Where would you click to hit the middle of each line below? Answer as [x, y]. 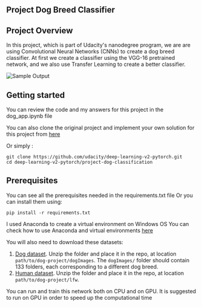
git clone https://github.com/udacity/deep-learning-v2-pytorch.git [94, 157]
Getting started [36, 95]
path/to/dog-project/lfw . [47, 279]
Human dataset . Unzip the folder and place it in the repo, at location [99, 273]
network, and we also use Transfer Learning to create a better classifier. [96, 64]
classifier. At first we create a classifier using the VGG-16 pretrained [91, 58]
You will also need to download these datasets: [65, 242]
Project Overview [40, 31]
